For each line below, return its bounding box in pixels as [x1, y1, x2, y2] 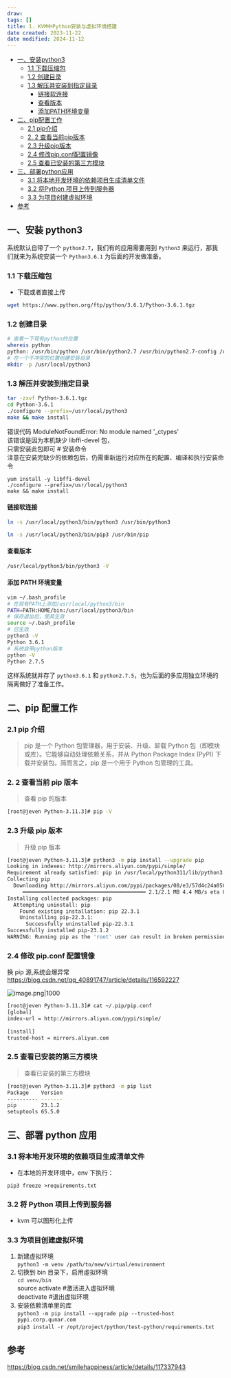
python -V [7, 652, 36, 659]
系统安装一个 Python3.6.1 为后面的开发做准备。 [30, 252, 165, 260]
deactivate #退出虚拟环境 [16, 1293, 89, 1301]
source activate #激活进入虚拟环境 [16, 1284, 115, 1293]
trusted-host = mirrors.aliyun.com [7, 1034, 109, 1041]
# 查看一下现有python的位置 [7, 336, 78, 342]
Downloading [13, 883, 48, 889]
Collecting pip [7, 876, 51, 883]
